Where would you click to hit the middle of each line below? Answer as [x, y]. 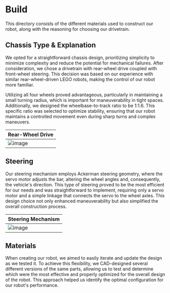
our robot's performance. [32, 285]
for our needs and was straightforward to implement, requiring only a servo [84, 190]
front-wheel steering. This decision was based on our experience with [79, 74]
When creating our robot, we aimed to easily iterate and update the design [84, 258]
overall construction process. [36, 206]
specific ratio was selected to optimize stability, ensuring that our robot [80, 111]
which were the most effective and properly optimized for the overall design [85, 275]
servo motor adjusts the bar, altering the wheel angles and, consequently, [83, 179]
